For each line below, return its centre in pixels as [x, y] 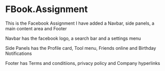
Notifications [19, 53]
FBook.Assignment [46, 9]
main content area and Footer [36, 28]
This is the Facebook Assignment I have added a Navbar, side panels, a [80, 23]
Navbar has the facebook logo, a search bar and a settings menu [73, 38]
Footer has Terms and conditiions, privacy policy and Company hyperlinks [83, 63]
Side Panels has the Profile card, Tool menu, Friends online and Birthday [81, 48]
